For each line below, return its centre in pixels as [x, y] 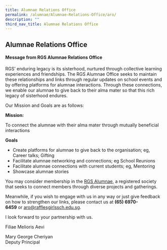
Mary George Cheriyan [29, 236]
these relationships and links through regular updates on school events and [84, 79]
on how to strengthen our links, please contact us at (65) [65, 202]
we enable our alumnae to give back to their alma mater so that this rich [80, 90]
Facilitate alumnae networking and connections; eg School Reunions [84, 160]
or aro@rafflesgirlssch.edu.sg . [50, 207]
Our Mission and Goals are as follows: [45, 105]
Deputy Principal [23, 242]
